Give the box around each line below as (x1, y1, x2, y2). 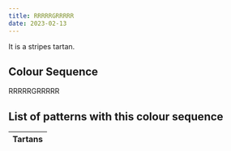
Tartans (12, 134, 43, 145)
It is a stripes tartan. (8, 41, 75, 51)
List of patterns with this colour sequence (8, 110, 224, 124)
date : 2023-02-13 (8, 19, 67, 27)
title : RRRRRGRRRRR (8, 11, 75, 20)
